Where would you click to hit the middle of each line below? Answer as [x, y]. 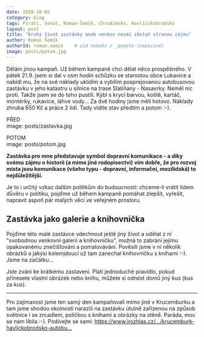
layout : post [23, 29]
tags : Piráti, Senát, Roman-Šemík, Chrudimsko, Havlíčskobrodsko [90, 23]
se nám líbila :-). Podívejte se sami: [50, 321]
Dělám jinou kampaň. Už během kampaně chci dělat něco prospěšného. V [99, 69]
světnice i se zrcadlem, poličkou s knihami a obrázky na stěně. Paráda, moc [101, 314]
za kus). [16, 284]
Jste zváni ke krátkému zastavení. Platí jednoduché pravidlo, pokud [90, 271]
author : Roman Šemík [32, 40]
